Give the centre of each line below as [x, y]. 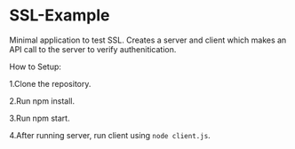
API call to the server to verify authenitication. [93, 49]
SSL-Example [60, 16]
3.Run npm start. [40, 118]
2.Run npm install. [42, 101]
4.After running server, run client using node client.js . [110, 135]
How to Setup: [36, 67]
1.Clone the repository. [50, 83]
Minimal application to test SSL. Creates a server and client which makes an [148, 40]
